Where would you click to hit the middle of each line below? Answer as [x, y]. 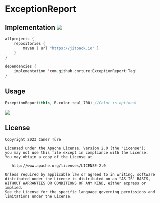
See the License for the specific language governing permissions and [80, 192]
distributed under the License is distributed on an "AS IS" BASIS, [78, 179]
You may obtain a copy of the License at [49, 157]
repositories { [30, 43]
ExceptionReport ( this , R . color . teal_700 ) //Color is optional [71, 103]
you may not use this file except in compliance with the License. [77, 153]
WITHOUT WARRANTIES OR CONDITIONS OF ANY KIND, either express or [76, 183]
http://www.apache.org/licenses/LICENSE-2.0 [59, 166]
